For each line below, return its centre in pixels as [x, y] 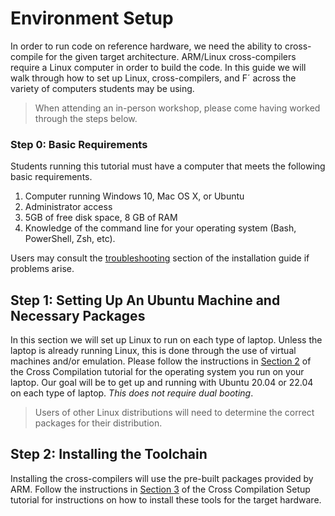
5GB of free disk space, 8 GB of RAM [101, 218]
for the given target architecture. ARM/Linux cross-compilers [171, 56]
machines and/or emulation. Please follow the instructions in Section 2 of [161, 361]
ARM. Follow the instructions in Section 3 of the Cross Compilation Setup [160, 489]
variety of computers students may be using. [102, 88]
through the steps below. [86, 118]
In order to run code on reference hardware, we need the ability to [146, 46]
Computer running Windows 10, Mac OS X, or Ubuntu [134, 196]
